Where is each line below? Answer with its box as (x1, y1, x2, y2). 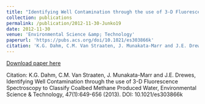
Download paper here (6, 59, 61, 67)
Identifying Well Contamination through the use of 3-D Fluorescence (6, 77, 178, 85)
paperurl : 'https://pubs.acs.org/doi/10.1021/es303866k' (6, 37, 154, 43)
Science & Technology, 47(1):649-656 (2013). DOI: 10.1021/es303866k (6, 91, 183, 98)
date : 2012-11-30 (6, 26, 51, 32)
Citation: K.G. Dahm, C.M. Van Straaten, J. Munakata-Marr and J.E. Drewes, (6, 71, 196, 78)
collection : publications (6, 15, 72, 21)
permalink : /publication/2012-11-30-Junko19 (6, 20, 121, 26)
